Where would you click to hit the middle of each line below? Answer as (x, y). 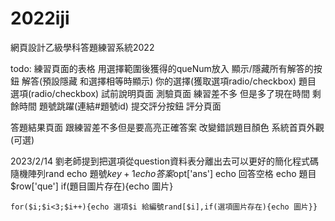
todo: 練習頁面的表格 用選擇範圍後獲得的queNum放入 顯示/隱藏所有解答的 (162, 68)
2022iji (40, 18)
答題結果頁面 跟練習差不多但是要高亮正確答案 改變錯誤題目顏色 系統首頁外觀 (167, 127)
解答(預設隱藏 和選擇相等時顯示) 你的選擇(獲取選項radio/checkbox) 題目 (169, 81)
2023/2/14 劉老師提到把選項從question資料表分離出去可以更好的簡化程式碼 (164, 161)
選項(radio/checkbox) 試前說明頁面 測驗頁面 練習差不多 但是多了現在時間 (160, 93)
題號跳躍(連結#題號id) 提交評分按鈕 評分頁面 (130, 106)
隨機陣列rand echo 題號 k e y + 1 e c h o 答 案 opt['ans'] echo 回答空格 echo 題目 (163, 173)
